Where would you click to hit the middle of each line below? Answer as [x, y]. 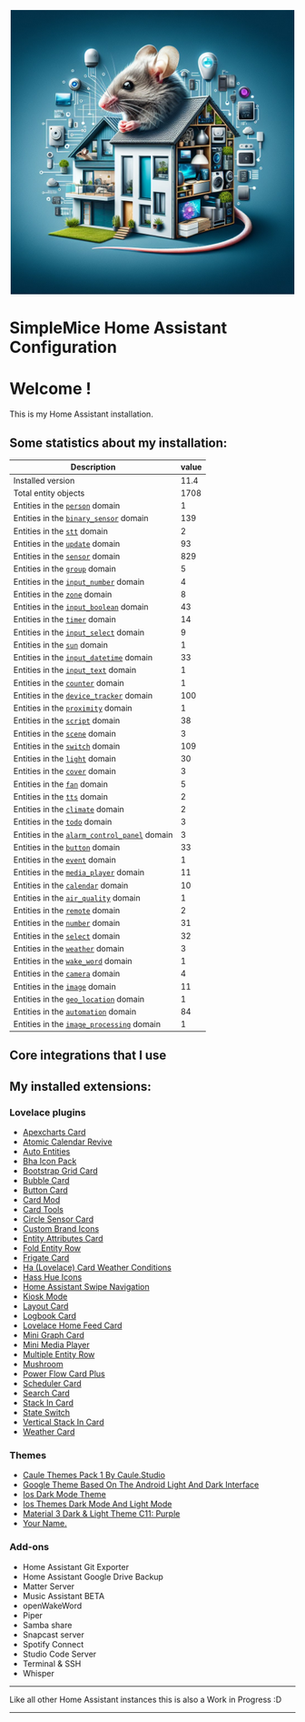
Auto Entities [46, 1152]
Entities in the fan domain [61, 784]
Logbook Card [49, 1316]
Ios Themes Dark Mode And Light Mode [97, 1504]
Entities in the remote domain [67, 911]
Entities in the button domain [67, 847]
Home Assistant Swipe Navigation [86, 1287]
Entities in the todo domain [63, 822]
